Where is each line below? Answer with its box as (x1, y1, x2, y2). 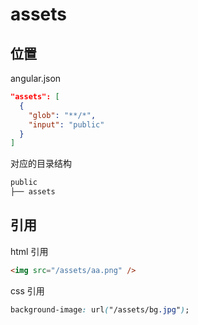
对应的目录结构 (10, 158, 72, 170)
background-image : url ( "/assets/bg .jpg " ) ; (10, 304, 190, 315)
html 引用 (10, 245, 49, 257)
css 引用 (10, 284, 45, 297)
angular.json (10, 73, 62, 84)
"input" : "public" (28, 119, 105, 130)
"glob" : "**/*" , (28, 110, 97, 120)
